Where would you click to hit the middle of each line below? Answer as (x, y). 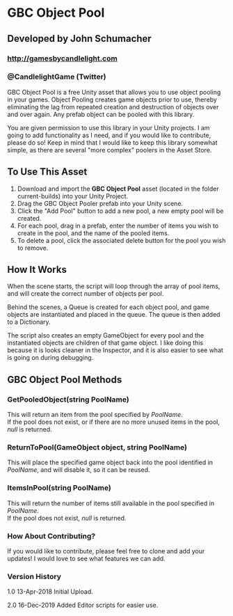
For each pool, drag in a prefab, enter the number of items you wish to (118, 226)
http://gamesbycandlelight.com (63, 58)
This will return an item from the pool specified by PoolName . (95, 415)
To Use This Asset (47, 172)
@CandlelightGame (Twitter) (57, 77)
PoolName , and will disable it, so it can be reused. (79, 470)
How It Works (37, 270)
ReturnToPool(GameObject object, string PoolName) (97, 448)
